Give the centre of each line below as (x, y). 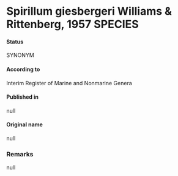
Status (15, 42)
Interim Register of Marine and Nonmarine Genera (69, 83)
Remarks (20, 154)
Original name (24, 124)
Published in (22, 97)
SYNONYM (20, 55)
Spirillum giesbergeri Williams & (89, 11)
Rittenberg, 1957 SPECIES (72, 24)
